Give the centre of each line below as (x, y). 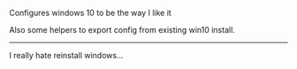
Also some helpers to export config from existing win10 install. (122, 30)
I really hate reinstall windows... (66, 55)
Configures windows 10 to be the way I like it (91, 13)
